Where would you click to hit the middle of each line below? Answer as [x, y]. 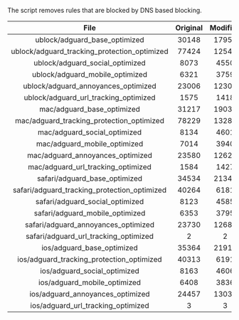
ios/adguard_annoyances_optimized [90, 294]
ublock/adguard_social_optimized [90, 63]
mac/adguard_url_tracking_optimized [90, 167]
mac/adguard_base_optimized [90, 109]
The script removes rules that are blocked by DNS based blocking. [105, 10]
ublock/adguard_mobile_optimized [90, 74]
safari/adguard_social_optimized [90, 202]
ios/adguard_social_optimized [90, 271]
